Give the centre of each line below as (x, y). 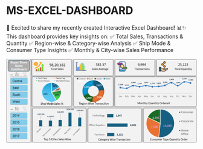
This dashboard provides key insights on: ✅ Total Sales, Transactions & (95, 36)
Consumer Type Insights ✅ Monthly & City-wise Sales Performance (90, 50)
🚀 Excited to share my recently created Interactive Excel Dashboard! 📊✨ (96, 27)
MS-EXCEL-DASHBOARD (70, 11)
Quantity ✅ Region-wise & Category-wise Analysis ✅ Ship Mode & (89, 43)
